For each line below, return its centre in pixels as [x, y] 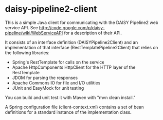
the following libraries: [27, 53]
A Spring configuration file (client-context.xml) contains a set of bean [74, 107]
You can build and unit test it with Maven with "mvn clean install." [70, 97]
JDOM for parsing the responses [45, 78]
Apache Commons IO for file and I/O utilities [56, 83]
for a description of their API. [93, 33]
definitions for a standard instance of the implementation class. [68, 112]
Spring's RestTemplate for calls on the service [58, 62]
